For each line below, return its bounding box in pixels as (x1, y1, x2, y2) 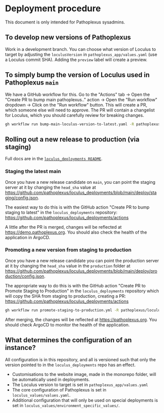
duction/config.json (5, 273, 44, 279)
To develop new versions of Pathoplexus (5, 33, 131, 42)
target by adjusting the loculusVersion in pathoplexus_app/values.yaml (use (5, 51, 158, 57)
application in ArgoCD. (5, 234, 50, 240)
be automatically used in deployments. (12, 376, 90, 382)
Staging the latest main (5, 168, 61, 175)
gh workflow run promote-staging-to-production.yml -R (5, 307, 119, 313)
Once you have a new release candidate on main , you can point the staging (5, 179, 156, 185)
